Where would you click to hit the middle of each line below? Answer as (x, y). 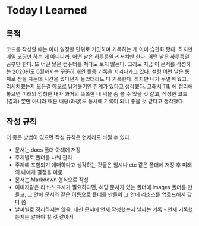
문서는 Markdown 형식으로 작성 (52, 180)
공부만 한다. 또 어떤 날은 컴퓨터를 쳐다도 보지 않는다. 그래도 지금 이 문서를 (91, 64)
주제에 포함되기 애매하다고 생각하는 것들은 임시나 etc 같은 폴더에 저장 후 (98, 165)
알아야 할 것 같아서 (52, 216)
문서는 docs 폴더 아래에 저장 (48, 150)
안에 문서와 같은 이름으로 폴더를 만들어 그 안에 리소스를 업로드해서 (110, 194)
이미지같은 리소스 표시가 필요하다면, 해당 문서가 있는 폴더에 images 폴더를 (100, 187)
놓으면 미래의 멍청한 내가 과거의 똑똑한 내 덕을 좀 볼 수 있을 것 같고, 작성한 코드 (97, 94)
